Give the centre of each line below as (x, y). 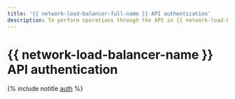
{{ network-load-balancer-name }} (110, 55)
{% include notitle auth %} (45, 89)
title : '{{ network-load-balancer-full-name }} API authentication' (109, 14)
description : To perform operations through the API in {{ (95, 20)
